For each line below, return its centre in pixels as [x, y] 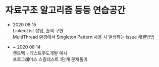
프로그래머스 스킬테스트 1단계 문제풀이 [50, 59]
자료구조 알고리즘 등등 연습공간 [65, 10]
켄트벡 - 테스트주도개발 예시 [40, 53]
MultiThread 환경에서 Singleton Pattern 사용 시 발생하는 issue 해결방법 [84, 37]
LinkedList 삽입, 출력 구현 [38, 30]
